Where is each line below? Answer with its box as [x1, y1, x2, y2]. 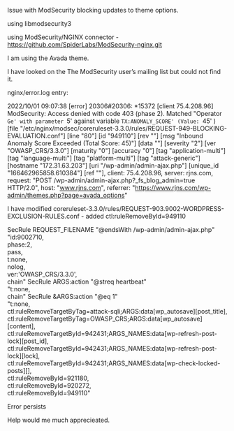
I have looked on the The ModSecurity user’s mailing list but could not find [7, 68, 221, 75]
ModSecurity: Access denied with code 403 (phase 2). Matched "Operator [7, 110, 222, 117]
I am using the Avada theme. [7, 54, 89, 62]
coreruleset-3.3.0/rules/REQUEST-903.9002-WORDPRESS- [53, 205, 225, 212]
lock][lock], [7, 352, 41, 360]
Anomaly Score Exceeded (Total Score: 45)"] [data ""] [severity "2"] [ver [7, 139, 217, 147]
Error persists [7, 402, 47, 411]
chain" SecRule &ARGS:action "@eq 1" [7, 293, 118, 300]
